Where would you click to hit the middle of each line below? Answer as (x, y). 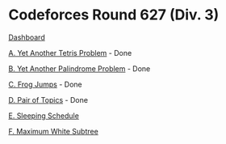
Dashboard (27, 37)
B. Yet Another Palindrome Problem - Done (80, 68)
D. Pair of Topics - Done (48, 100)
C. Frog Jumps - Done (45, 84)
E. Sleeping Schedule (44, 116)
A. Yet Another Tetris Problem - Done (70, 53)
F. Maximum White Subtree (53, 131)
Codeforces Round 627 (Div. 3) (114, 15)
